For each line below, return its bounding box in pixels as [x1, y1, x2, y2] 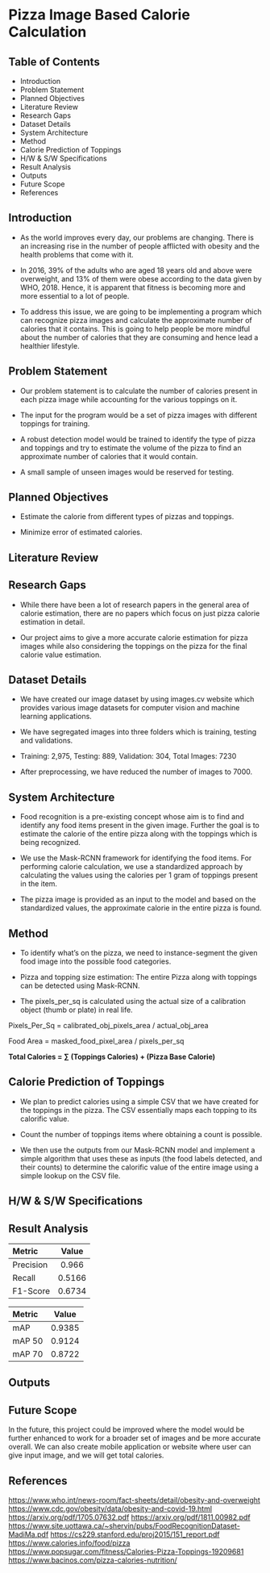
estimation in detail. [19, 617, 85, 626]
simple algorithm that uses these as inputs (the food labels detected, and [19, 1153, 263, 1163]
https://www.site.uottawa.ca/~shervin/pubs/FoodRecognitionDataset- [8, 1521, 240, 1531]
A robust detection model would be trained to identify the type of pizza [19, 434, 255, 444]
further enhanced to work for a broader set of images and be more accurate [8, 1433, 261, 1443]
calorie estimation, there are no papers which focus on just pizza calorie [19, 608, 260, 618]
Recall [12, 1273, 36, 1284]
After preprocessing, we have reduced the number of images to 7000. [19, 767, 253, 776]
